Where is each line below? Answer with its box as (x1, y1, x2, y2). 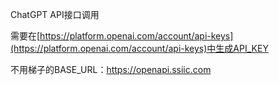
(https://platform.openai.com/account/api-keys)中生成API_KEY (10, 43, 269, 54)
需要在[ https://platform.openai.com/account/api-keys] (10, 30, 234, 42)
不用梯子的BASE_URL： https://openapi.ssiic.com (10, 64, 212, 75)
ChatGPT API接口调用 (10, 9, 100, 20)
